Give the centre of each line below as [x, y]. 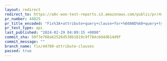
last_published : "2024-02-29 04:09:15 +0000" [53, 32]
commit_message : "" [25, 42]
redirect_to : [18, 14]
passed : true [18, 51]
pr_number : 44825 [23, 19]
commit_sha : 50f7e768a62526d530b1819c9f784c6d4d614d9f [63, 37]
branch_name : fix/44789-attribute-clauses [49, 46]
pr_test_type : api [24, 28]
